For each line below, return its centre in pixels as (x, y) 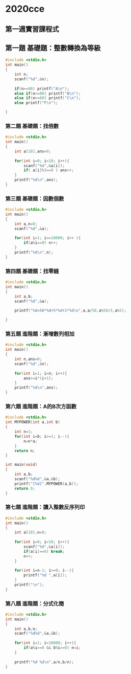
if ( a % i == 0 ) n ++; (41, 243)
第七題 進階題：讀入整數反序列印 (45, 507)
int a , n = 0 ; (26, 224)
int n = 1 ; (24, 432)
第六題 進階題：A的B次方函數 (41, 406)
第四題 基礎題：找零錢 (32, 271)
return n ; (25, 451)
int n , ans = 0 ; (28, 359)
